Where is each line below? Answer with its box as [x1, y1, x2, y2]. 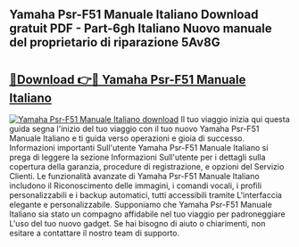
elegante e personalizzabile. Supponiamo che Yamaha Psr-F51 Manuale [9, 200, 272, 210]
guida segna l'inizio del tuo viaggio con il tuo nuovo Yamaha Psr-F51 [9, 124, 260, 134]
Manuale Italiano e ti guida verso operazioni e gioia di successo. [9, 133, 245, 144]
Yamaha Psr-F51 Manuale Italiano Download [9, 7, 259, 22]
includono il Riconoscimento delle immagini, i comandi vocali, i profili [9, 180, 262, 191]
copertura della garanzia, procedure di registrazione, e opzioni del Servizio [9, 161, 285, 172]
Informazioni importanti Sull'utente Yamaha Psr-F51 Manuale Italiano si [9, 143, 269, 152]
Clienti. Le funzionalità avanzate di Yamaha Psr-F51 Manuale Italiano [9, 171, 261, 181]
